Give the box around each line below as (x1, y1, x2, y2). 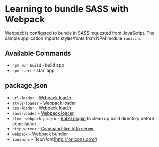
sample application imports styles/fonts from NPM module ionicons (5, 35, 141, 41)
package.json (5, 82, 48, 90)
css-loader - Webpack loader (12, 105, 72, 111)
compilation (12, 121, 36, 126)
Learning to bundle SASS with (5, 3, 129, 15)
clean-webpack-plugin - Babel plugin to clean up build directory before (12, 115, 154, 121)
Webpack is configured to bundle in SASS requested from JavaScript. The (5, 30, 155, 36)
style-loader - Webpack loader (12, 100, 76, 105)
